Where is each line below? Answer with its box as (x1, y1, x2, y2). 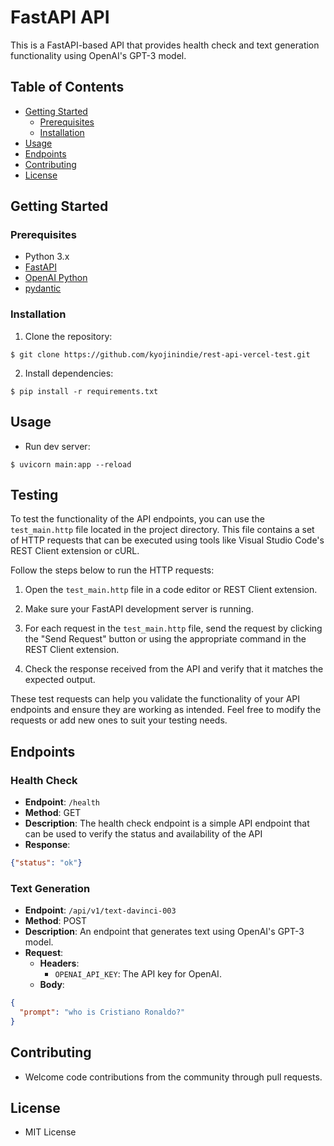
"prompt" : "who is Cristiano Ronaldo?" (19, 1007, 186, 1018)
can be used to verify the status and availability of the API (24, 828, 263, 840)
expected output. (24, 674, 96, 686)
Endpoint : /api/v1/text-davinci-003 (24, 904, 177, 916)
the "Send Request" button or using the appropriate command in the (24, 633, 307, 645)
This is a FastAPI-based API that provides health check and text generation (10, 39, 320, 51)
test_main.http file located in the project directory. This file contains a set (10, 524, 315, 536)
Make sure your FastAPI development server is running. (24, 603, 254, 615)
